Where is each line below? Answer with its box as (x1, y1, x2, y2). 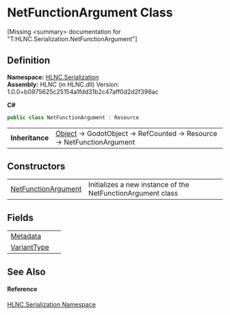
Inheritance (10, 132, 49, 142)
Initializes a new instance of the (88, 180, 190, 189)
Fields (7, 211, 34, 224)
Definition (7, 55, 50, 67)
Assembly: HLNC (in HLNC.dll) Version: (7, 80, 120, 89)
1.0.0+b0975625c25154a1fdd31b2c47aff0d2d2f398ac (7, 87, 159, 95)
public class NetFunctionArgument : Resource (7, 114, 139, 121)
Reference (7, 285, 38, 293)
